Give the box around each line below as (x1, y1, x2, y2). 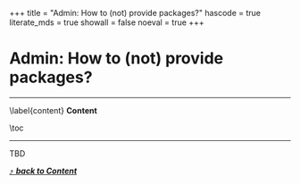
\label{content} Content (9, 105, 98, 115)
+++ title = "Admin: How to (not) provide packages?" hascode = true (9, 8, 262, 18)
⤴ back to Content (9, 165, 78, 176)
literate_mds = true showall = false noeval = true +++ (9, 17, 205, 28)
